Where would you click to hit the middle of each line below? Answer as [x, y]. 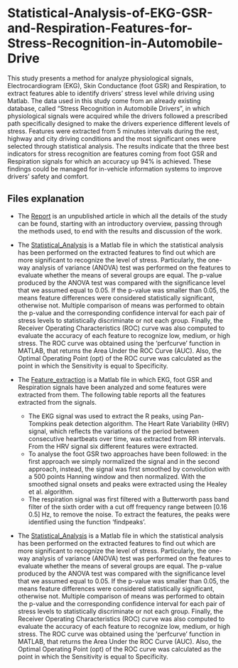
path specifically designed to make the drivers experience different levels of [119, 123]
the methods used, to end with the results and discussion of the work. [120, 231]
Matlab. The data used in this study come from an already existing [104, 100]
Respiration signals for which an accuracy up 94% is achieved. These [109, 161]
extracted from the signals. [57, 402]
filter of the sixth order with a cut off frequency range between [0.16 [128, 507]
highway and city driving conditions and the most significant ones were [112, 138]
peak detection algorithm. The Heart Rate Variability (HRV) [144, 423]
